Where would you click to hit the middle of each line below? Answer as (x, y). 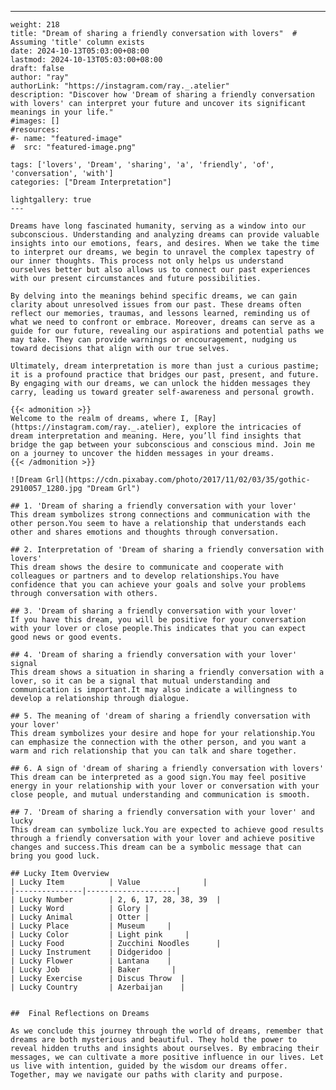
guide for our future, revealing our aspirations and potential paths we (167, 331)
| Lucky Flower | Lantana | (91, 961)
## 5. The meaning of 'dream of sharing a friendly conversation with (160, 716)
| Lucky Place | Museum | (91, 926)
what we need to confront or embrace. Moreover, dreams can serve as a (162, 322)
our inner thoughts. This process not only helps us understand (147, 261)
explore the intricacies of (243, 427)
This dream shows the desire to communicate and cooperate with (147, 567)
